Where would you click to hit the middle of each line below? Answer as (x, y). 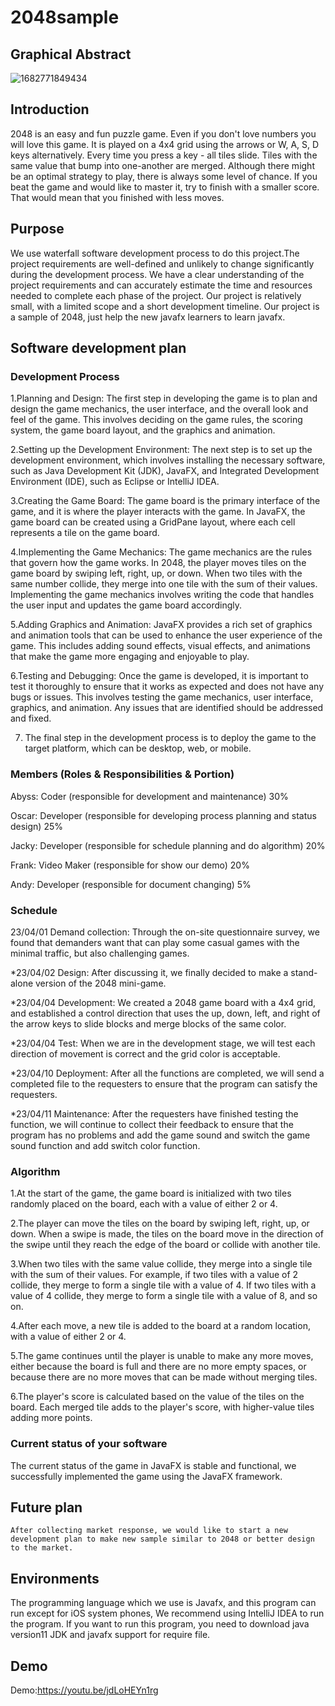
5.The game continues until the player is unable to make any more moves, (162, 1356)
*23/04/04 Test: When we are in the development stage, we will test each (163, 1043)
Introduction (50, 109)
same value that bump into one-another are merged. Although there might (162, 165)
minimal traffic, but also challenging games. (100, 953)
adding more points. (51, 1418)
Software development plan (98, 348)
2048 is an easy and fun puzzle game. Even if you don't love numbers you (163, 133)
